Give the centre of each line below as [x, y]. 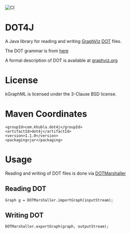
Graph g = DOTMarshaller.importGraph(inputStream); [59, 200]
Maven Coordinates [46, 114]
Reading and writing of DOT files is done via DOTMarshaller [65, 173]
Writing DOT [24, 215]
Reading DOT [26, 189]
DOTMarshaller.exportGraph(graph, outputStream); [57, 227]
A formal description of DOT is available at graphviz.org [62, 60]
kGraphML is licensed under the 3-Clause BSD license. [61, 94]
